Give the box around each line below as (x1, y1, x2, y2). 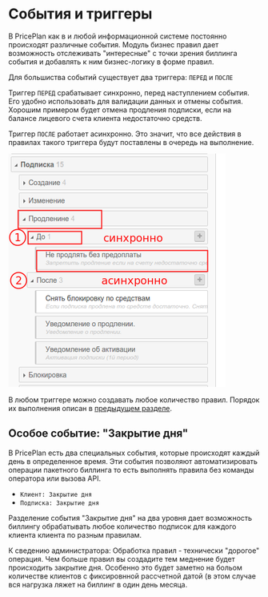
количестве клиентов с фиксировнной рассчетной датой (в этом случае (8, 571, 256, 581)
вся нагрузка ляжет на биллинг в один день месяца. (8, 579, 188, 589)
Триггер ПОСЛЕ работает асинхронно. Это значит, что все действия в (8, 129, 242, 139)
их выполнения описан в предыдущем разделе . (8, 403, 173, 413)
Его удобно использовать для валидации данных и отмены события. (8, 96, 244, 106)
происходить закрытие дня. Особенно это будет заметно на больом (8, 563, 242, 572)
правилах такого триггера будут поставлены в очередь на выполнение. (8, 137, 254, 147)
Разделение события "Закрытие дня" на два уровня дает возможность (8, 513, 253, 522)
